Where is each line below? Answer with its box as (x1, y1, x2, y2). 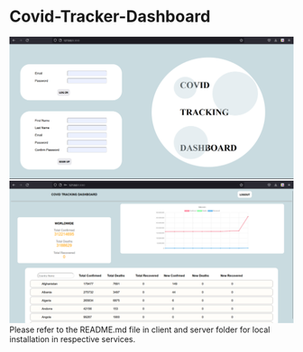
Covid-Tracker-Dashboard (9, 6, 211, 27)
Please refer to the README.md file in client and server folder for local (9, 324, 271, 335)
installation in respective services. (9, 334, 136, 345)
